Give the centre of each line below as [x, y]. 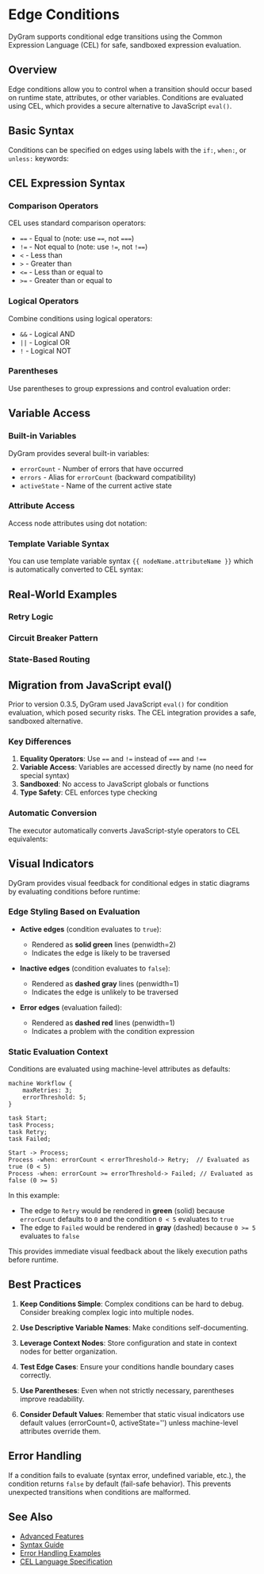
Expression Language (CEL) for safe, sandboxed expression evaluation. [125, 44]
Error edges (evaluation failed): [71, 1007]
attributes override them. [60, 1431]
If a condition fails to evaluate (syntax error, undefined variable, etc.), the [127, 1475]
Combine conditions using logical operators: [80, 318]
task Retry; [28, 1132]
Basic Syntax [41, 131]
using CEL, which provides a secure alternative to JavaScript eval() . [120, 105]
